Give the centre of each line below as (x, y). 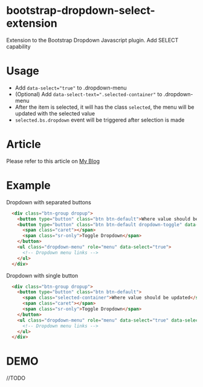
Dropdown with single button (42, 275)
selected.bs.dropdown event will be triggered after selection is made (100, 120)
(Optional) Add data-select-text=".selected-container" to (89, 94)
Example (28, 186)
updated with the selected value (55, 113)
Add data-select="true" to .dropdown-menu (71, 88)
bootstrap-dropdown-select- (81, 11)
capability (19, 47)
